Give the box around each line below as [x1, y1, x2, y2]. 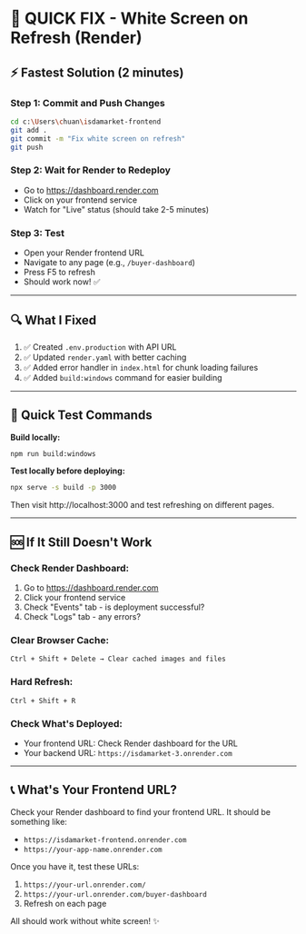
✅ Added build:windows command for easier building [23, 372, 222, 383]
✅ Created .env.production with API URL [23, 341, 177, 353]
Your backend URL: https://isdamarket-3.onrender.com [23, 747, 232, 758]
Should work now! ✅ [23, 276, 101, 287]
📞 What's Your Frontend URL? [10, 782, 178, 798]
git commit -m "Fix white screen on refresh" [10, 134, 185, 144]
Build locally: [10, 432, 61, 442]
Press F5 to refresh [23, 266, 96, 277]
